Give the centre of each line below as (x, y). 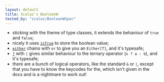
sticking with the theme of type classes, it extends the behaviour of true (85, 33)
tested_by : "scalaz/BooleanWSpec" (41, 19)
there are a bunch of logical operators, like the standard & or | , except (83, 64)
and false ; (23, 38)
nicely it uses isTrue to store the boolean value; (61, 43)
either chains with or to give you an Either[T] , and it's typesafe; (78, 48)
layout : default (22, 10)
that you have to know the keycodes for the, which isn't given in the (81, 69)
